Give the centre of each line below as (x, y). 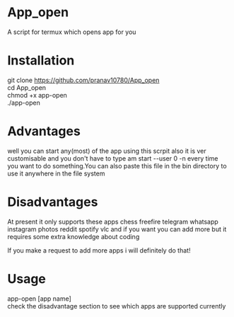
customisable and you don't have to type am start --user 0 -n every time (113, 158)
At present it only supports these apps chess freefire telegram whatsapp (113, 221)
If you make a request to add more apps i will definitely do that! (99, 250)
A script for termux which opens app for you (72, 32)
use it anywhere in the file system (56, 173)
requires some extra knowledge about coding (74, 236)
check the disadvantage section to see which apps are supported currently (117, 306)
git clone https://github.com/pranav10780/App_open (83, 80)
